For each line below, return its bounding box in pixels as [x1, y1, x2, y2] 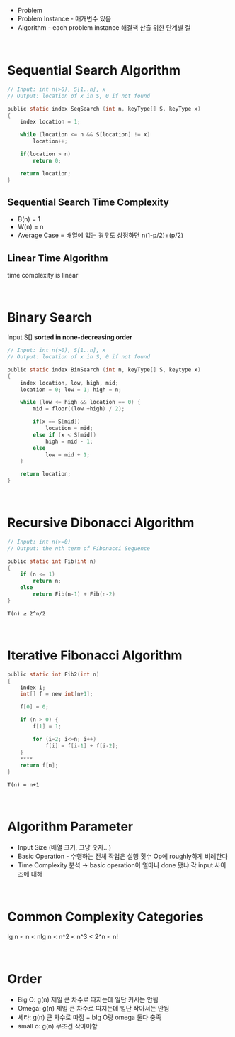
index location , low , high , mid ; [20, 379, 119, 386]
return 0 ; [33, 157, 62, 164]
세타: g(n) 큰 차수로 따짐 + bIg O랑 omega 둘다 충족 [17, 1013, 161, 1021]
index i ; [20, 684, 46, 691]
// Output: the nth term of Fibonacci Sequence [7, 544, 151, 552]
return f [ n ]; [20, 762, 59, 769]
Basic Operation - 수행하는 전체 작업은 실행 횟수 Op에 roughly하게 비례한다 [17, 852, 228, 861]
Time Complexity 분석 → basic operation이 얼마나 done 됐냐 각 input [17, 861, 214, 869]
